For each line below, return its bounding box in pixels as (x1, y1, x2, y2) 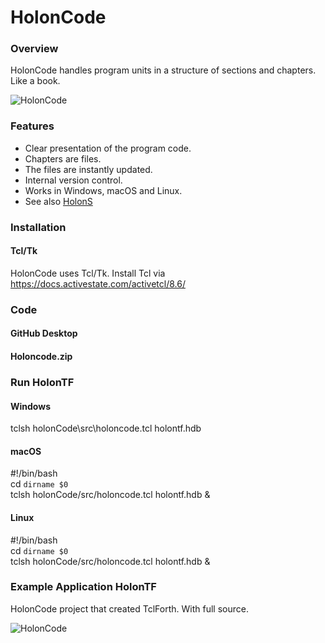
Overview (10, 42, 59, 56)
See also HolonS (24, 195, 93, 207)
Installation (10, 220, 67, 234)
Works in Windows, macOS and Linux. (24, 184, 183, 196)
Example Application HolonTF (10, 580, 157, 594)
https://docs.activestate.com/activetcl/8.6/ (10, 277, 186, 290)
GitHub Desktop (10, 327, 78, 340)
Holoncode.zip (10, 351, 73, 363)
